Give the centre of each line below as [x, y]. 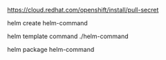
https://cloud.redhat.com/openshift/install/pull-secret [83, 10]
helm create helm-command [47, 23]
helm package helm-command [51, 49]
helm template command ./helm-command [68, 36]
